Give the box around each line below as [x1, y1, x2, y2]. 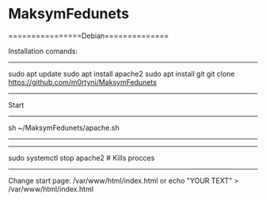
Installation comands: [8, 46, 78, 55]
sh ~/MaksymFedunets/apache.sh [8, 123, 120, 132]
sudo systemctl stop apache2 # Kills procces [8, 153, 155, 162]
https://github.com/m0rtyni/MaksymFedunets [8, 77, 157, 87]
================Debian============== [8, 31, 169, 40]
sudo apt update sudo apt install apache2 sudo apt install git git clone [8, 69, 235, 78]
